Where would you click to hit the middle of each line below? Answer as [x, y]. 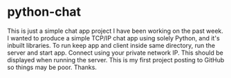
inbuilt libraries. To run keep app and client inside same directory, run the [111, 45]
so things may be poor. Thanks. [52, 67]
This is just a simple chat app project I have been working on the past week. [115, 31]
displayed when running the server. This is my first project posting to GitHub [116, 60]
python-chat [44, 12]
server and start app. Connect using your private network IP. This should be [115, 53]
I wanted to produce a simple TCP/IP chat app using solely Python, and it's [113, 38]
